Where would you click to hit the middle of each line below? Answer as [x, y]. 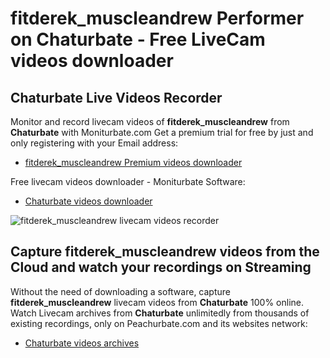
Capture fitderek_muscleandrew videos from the [165, 252]
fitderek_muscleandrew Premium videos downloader [133, 162]
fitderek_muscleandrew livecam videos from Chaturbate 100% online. [157, 302]
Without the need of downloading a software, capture [120, 291]
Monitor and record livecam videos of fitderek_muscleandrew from [150, 121]
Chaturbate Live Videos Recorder [116, 97]
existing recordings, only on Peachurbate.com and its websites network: [159, 323]
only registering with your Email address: [94, 143]
